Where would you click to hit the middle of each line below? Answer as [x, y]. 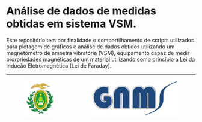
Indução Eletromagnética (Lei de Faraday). [59, 65]
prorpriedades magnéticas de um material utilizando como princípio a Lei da [101, 59]
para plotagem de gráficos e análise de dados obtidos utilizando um [90, 47]
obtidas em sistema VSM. [72, 24]
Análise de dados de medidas [81, 11]
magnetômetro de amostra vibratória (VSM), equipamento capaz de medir [98, 53]
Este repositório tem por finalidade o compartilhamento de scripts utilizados [100, 40]
